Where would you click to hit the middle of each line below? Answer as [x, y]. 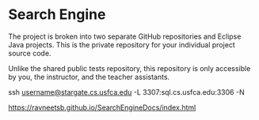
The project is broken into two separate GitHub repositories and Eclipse [125, 36]
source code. [30, 53]
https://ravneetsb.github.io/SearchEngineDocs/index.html [102, 107]
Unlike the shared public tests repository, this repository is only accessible [129, 68]
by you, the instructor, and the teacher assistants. [89, 77]
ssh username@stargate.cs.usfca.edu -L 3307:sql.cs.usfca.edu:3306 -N [126, 92]
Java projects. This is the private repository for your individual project [122, 44]
